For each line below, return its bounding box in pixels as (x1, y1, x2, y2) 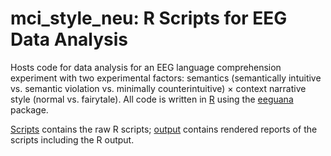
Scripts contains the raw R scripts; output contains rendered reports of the (10, 123, 318, 135)
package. (10, 103, 49, 116)
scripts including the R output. (10, 133, 135, 146)
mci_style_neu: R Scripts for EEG (10, 7, 288, 30)
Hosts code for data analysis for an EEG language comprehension (10, 61, 282, 73)
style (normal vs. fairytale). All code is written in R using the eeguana (10, 93, 294, 105)
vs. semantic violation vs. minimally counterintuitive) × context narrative (10, 82, 307, 94)
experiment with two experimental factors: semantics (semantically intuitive (10, 72, 322, 84)
